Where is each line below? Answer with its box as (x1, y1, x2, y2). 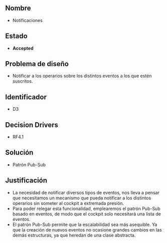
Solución (5, 148, 34, 157)
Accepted (12, 45, 34, 51)
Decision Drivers (5, 120, 59, 129)
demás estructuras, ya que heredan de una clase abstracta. (12, 232, 136, 238)
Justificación (5, 176, 48, 185)
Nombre (5, 4, 31, 13)
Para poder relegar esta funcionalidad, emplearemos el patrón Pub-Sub (12, 205, 160, 211)
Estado (5, 32, 28, 41)
